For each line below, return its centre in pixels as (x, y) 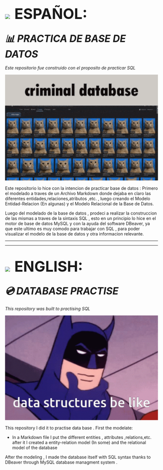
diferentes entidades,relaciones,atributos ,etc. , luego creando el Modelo (78, 199)
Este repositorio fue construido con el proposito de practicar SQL (70, 68)
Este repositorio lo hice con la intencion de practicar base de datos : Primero (81, 188)
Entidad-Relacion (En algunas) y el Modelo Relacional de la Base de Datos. (80, 203)
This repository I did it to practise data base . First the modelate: (69, 428)
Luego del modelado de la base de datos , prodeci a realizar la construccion (81, 213)
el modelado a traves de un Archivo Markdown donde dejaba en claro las (78, 193)
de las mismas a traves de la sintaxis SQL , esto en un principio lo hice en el (81, 218)
